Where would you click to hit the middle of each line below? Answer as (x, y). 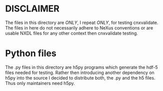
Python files (31, 53)
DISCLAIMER (32, 9)
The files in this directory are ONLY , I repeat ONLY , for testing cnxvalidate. (82, 22)
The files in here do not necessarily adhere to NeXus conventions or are (79, 27)
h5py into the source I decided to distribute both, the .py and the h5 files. (80, 77)
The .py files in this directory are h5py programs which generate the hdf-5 (82, 67)
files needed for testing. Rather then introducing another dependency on (80, 72)
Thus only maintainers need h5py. (40, 83)
